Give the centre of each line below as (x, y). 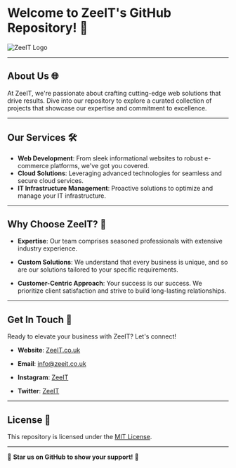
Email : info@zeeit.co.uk (52, 364)
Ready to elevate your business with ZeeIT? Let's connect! (92, 336)
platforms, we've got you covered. (100, 165)
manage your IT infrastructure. (62, 196)
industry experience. (47, 248)
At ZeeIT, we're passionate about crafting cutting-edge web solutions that (114, 93)
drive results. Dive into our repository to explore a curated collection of (110, 101)
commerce (33, 165)
